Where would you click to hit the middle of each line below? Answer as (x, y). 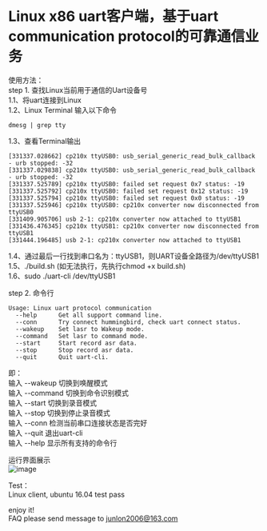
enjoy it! (21, 509)
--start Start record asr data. (76, 343)
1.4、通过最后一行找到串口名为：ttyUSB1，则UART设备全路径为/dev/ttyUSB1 (134, 256)
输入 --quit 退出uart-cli (46, 433)
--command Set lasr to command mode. (82, 336)
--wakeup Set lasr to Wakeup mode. (80, 329)
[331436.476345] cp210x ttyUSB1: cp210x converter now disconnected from (134, 226)
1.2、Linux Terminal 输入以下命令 (63, 110)
